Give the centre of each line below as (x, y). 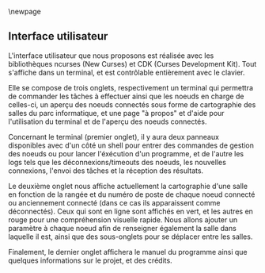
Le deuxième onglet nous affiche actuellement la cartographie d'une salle (128, 186)
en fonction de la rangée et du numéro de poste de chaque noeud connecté (132, 194)
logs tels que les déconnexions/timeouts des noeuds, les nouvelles (117, 162)
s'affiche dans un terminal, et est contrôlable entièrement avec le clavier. (127, 72)
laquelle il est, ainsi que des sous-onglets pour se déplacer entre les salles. (131, 236)
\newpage (25, 12)
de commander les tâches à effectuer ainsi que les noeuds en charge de (126, 96)
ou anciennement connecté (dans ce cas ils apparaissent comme (114, 202)
